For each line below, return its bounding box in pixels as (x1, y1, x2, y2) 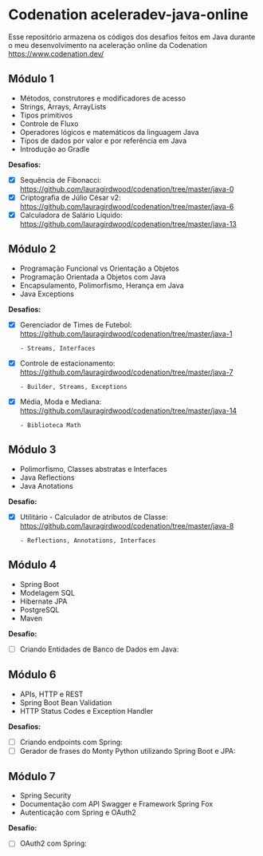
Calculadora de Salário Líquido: (19, 210, 124, 220)
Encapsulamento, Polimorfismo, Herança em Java (19, 280, 184, 290)
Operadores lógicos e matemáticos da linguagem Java (19, 127, 199, 137)
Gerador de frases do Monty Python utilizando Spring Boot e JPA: (19, 746, 237, 755)
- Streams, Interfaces (19, 344, 96, 352)
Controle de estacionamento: (19, 358, 116, 368)
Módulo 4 (8, 558, 57, 572)
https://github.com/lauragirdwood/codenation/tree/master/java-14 (19, 406, 237, 415)
